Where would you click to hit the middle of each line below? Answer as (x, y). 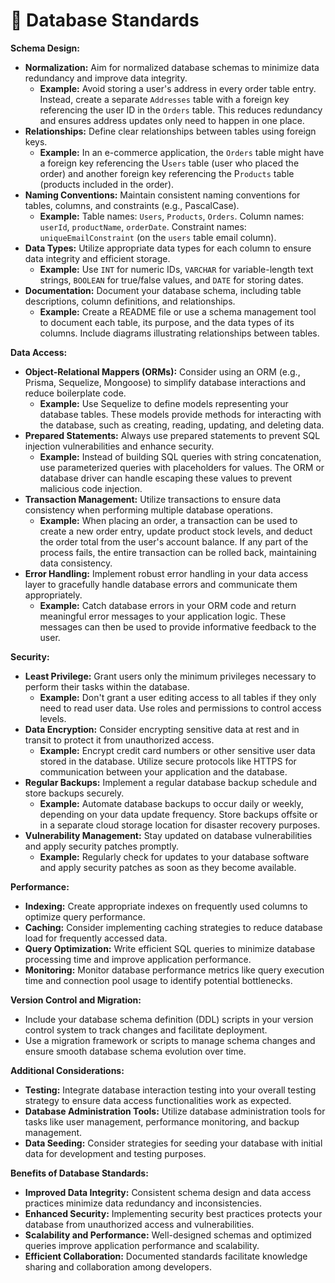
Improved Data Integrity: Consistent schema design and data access (168, 1192)
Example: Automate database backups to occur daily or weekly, (171, 803)
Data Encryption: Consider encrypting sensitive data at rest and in (162, 729)
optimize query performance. (85, 916)
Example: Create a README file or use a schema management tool (178, 311)
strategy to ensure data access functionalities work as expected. (158, 1100)
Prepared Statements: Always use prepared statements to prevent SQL (172, 435)
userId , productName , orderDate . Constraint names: (143, 226)
